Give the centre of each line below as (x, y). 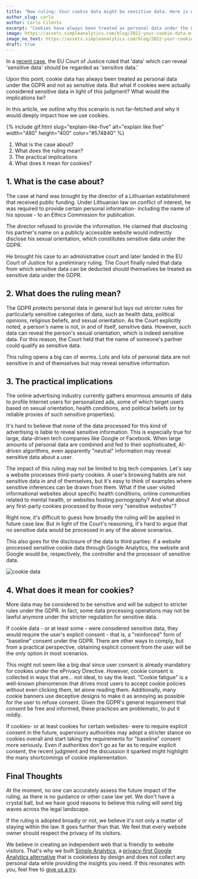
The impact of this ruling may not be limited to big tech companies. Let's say (99, 468)
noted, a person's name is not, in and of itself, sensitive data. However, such (99, 326)
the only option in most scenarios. (47, 653)
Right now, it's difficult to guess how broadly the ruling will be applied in (93, 518)
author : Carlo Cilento (34, 22)
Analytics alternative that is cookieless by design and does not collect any (96, 857)
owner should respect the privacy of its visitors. (64, 833)
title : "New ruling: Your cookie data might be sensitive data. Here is (97, 11)
